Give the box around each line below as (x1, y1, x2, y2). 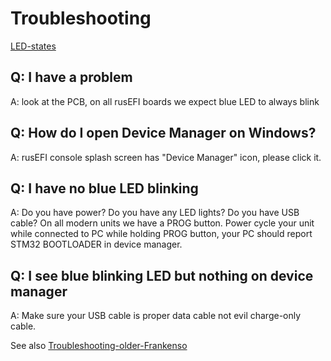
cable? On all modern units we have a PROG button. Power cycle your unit (10, 217, 315, 229)
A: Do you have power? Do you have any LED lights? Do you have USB (10, 207, 300, 219)
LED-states (10, 40, 57, 52)
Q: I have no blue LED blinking (10, 180, 199, 197)
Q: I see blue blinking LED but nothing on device (10, 267, 314, 284)
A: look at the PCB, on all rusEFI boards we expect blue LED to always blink (10, 95, 320, 107)
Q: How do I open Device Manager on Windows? (10, 125, 317, 142)
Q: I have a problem (10, 69, 133, 86)
